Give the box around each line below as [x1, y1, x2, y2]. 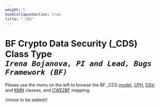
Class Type [5, 48, 52, 59]
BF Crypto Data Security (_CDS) [5, 38, 138, 49]
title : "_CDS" [5, 16, 35, 21]
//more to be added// [5, 97, 48, 103]
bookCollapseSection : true [5, 12, 61, 17]
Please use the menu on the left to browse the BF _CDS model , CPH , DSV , [5, 82, 156, 88]
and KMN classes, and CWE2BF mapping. [5, 87, 91, 93]
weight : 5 [5, 7, 26, 12]
